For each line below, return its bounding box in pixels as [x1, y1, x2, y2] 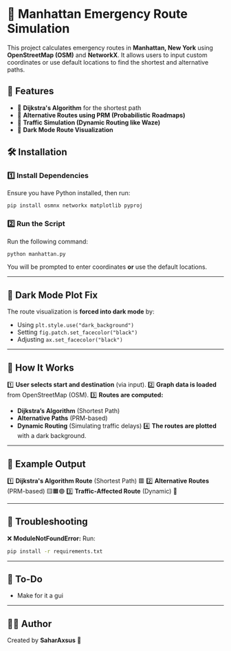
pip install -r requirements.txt [7, 548, 103, 555]
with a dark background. [16, 432, 87, 440]
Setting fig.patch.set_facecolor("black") [16, 328, 138, 336]
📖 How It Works [7, 362, 74, 373]
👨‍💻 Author [7, 618, 52, 630]
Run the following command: [7, 237, 88, 245]
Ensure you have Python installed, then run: [7, 189, 131, 197]
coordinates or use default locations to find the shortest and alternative [7, 58, 209, 66]
